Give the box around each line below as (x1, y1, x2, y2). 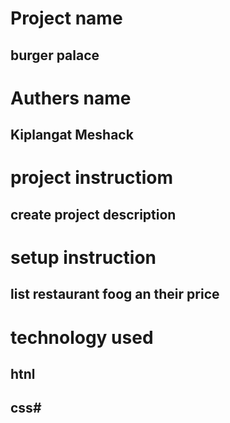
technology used (10, 326, 154, 349)
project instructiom (10, 167, 173, 189)
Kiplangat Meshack (10, 127, 134, 144)
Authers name (10, 87, 132, 109)
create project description (10, 206, 177, 223)
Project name (10, 7, 123, 30)
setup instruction (10, 246, 157, 269)
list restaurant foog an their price (10, 286, 220, 303)
